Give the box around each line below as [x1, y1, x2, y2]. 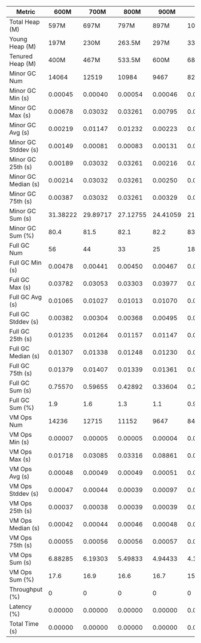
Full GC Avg [9, 293, 42, 301]
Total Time [9, 620, 39, 627]
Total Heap [9, 18, 40, 26]
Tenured [9, 52, 33, 60]
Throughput [9, 586, 43, 593]
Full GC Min [9, 258, 42, 267]
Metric [16, 8, 36, 16]
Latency [9, 602, 32, 611]
